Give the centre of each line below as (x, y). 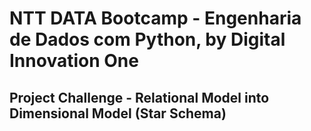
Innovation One (74, 61)
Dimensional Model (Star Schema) (118, 113)
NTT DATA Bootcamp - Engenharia (155, 18)
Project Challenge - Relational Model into (139, 97)
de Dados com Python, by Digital (147, 39)
